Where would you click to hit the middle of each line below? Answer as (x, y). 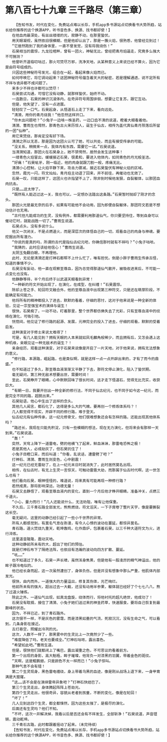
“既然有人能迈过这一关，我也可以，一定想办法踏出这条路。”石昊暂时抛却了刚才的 (82, 194)
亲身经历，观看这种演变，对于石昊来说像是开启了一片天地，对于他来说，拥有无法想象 (86, 348)
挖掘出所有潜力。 (20, 237)
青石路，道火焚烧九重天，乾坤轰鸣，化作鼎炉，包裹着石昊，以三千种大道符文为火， (84, 528)
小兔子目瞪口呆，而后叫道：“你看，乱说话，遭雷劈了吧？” (62, 454)
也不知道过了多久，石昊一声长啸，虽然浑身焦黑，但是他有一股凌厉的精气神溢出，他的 (86, 560)
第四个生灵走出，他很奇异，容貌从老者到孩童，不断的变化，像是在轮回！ (75, 693)
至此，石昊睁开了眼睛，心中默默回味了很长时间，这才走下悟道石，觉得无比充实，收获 (86, 380)
